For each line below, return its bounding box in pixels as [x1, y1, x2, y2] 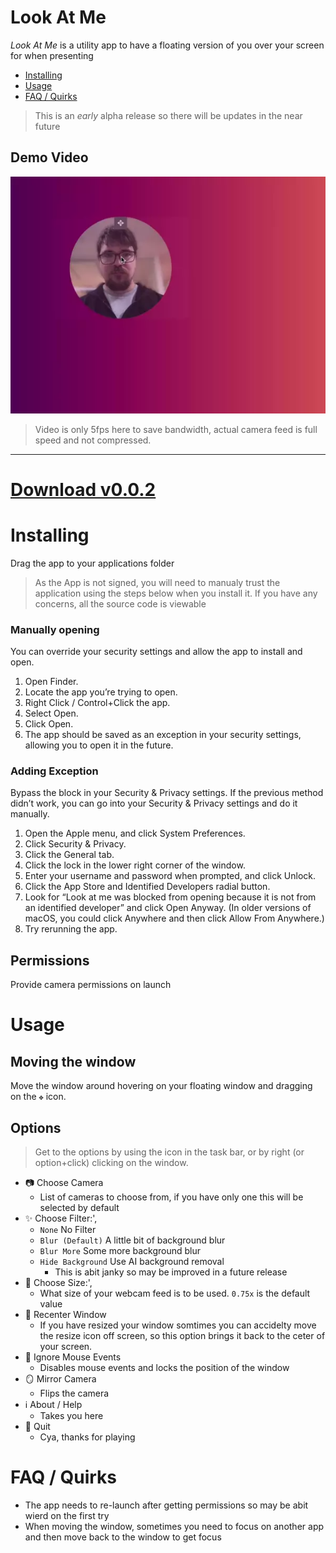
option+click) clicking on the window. [34, 1156, 189, 1168]
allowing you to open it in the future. [24, 739, 174, 751]
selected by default [39, 1201, 120, 1213]
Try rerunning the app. [24, 923, 118, 935]
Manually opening [10, 622, 100, 636]
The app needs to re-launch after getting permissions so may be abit [24, 1499, 309, 1511]
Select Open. [24, 707, 79, 719]
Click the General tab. [24, 849, 115, 861]
